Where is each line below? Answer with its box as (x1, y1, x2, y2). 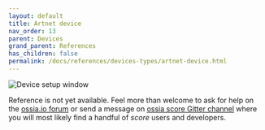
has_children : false (8, 50, 79, 58)
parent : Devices (8, 34, 63, 43)
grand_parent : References (8, 42, 96, 50)
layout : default (8, 11, 63, 20)
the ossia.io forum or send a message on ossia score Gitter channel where (8, 103, 258, 114)
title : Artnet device (8, 19, 82, 28)
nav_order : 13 (8, 27, 57, 35)
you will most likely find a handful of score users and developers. (8, 112, 226, 122)
